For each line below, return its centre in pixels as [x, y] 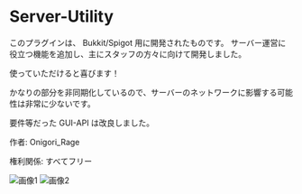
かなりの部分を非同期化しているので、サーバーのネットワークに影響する [143, 92]
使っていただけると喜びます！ [64, 73]
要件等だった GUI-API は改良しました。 [82, 123]
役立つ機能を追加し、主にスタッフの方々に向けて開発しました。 [128, 54]
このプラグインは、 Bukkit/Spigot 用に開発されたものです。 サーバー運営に [148, 42]
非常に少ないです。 [60, 103]
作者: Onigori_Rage [45, 142]
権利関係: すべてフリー [51, 161]
